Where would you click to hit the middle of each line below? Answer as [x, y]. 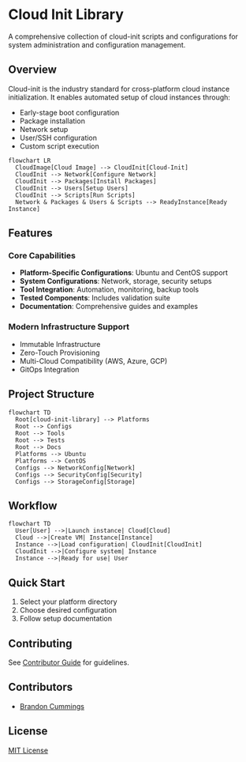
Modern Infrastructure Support [69, 327]
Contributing [40, 643]
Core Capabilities [42, 256]
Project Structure [51, 394]
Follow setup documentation [66, 619]
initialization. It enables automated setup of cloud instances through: [119, 97]
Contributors [41, 687]
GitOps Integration [49, 369]
